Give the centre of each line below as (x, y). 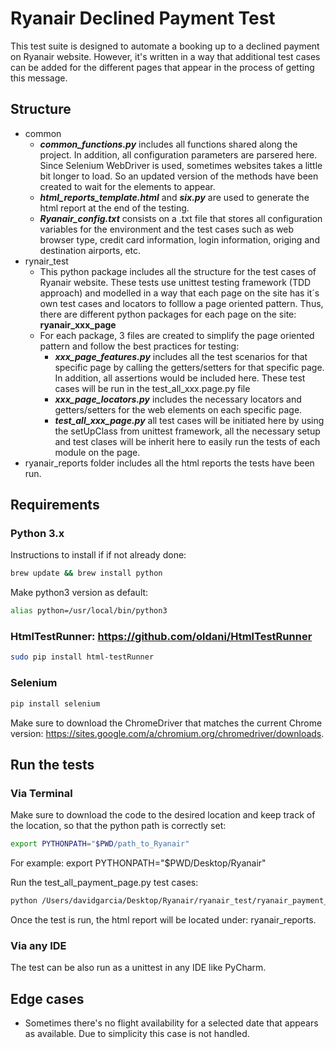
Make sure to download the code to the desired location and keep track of (163, 815)
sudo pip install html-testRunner (82, 657)
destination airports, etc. (90, 250)
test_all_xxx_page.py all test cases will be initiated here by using (189, 420)
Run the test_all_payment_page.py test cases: (104, 883)
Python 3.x (37, 534)
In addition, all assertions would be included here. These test (180, 378)
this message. (39, 78)
